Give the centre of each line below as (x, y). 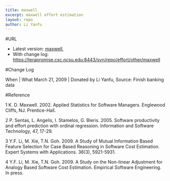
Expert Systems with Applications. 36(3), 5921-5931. (60, 152)
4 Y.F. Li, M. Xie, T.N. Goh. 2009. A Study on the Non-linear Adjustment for (84, 162)
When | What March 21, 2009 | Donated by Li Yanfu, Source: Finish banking (85, 79)
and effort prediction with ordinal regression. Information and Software (80, 126)
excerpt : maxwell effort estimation (44, 15)
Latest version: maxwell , (38, 49)
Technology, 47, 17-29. (29, 131)
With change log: (31, 54)
